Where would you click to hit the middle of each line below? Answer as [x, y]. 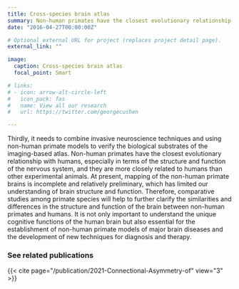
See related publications [51, 256]
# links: [20, 85]
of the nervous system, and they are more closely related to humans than [115, 169]
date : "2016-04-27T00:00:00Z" [52, 27]
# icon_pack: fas [36, 99]
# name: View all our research [57, 105]
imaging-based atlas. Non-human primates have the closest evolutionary [115, 154]
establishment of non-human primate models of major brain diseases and [115, 229]
